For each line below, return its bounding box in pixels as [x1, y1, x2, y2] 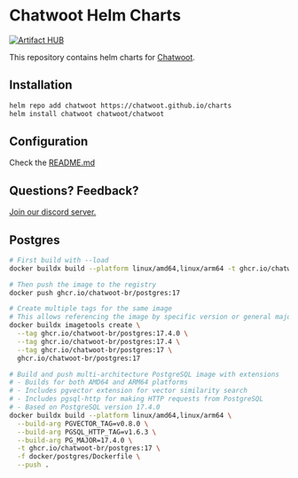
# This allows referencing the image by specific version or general [9, 312, 272, 322]
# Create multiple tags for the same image [9, 304, 173, 313]
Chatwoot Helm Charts [9, 5, 182, 26]
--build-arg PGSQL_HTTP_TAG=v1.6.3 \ [17, 427, 157, 436]
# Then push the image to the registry [9, 280, 157, 289]
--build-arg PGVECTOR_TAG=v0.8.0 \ [17, 419, 149, 428]
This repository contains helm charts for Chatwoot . [9, 51, 195, 62]
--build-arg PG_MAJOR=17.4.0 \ [17, 435, 133, 444]
